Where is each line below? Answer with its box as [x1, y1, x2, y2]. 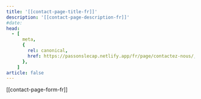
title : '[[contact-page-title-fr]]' [6, 8, 98, 15]
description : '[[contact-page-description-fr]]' [6, 14, 130, 20]
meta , [22, 36, 36, 42]
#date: [6, 20, 23, 26]
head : [6, 25, 20, 32]
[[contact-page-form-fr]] [6, 86, 68, 93]
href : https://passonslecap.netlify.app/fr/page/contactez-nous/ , [28, 53, 197, 59]
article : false [6, 70, 44, 76]
